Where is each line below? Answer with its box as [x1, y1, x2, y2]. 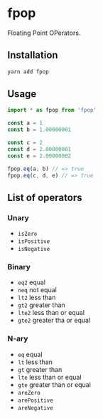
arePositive [17, 397, 53, 404]
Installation [7, 49, 58, 61]
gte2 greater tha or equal [17, 316, 91, 325]
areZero [17, 389, 40, 396]
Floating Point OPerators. [7, 29, 81, 37]
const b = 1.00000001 [7, 126, 72, 133]
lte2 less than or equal [17, 309, 85, 317]
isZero [17, 230, 38, 238]
